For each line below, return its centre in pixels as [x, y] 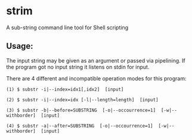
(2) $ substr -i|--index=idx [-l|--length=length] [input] [83, 99]
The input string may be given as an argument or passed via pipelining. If [96, 60]
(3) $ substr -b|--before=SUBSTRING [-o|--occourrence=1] [81, 110]
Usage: [20, 46]
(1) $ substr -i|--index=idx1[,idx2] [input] [65, 89]
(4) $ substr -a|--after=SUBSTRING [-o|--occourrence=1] [80, 126]
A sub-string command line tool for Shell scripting [67, 27]
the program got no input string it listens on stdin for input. [78, 67]
